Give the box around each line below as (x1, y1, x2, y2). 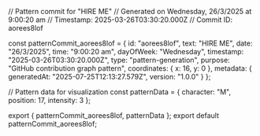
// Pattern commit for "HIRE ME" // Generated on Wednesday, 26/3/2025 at (8, 7, 252, 16)
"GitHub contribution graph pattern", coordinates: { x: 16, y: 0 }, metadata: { (8, 64, 252, 73)
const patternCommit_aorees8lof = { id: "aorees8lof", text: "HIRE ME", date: (8, 39, 253, 48)
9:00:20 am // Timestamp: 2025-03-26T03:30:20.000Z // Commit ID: (8, 15, 233, 24)
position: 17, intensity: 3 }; (8, 96, 91, 105)
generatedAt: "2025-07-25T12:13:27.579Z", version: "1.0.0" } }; (8, 72, 211, 81)
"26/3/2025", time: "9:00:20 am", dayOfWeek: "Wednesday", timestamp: (8, 47, 244, 56)
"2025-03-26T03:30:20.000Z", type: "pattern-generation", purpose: (8, 55, 230, 64)
